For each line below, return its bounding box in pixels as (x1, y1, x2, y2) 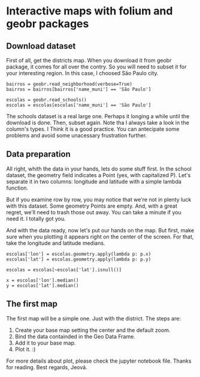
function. (6, 184, 29, 192)
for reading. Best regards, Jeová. (6, 363, 88, 370)
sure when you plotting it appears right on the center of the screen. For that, (6, 233, 194, 240)
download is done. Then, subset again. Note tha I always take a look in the (6, 119, 190, 126)
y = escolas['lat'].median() (6, 282, 79, 289)
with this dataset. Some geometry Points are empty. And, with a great (6, 202, 178, 210)
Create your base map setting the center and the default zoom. (14, 326, 171, 334)
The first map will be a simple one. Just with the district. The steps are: (6, 315, 181, 322)
